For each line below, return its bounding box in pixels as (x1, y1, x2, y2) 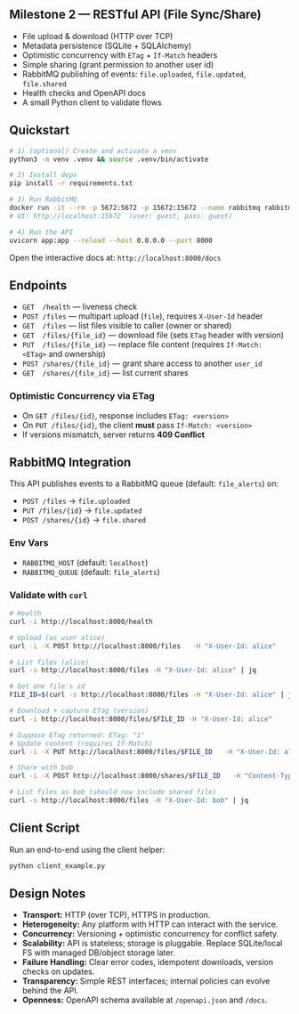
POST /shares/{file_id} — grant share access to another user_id (21, 358, 263, 369)
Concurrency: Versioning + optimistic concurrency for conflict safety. (21, 929, 279, 939)
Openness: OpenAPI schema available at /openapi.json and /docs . (21, 994, 268, 1005)
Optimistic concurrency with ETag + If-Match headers (21, 49, 218, 61)
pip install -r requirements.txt (9, 179, 133, 188)
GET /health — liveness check (21, 302, 138, 312)
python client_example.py (9, 861, 105, 871)
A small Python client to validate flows (21, 97, 162, 108)
